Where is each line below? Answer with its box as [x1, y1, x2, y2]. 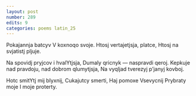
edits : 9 [6, 20, 28, 25]
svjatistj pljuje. [6, 48, 42, 55]
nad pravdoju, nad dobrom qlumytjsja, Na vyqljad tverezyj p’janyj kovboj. [6, 66, 185, 73]
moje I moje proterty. [6, 84, 58, 91]
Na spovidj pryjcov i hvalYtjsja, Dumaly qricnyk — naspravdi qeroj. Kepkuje [6, 59, 191, 66]
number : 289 [6, 14, 36, 20]
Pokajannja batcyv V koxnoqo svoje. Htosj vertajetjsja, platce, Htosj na [6, 41, 179, 49]
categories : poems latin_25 [6, 25, 76, 31]
